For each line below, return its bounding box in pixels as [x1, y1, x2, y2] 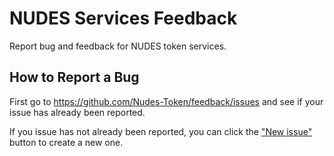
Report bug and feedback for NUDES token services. [9, 40, 227, 52]
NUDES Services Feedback [9, 7, 238, 30]
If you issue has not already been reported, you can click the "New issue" [9, 125, 313, 137]
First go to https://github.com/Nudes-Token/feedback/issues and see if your [9, 95, 324, 107]
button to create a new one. [9, 136, 124, 148]
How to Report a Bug [9, 69, 140, 86]
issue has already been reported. [9, 106, 146, 118]
